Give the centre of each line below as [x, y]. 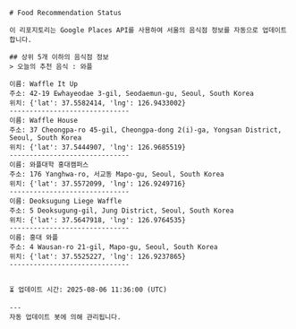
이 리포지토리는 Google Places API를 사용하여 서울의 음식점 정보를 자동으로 [134, 30]
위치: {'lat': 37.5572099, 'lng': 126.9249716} [97, 184]
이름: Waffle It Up [44, 84]
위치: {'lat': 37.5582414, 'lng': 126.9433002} [97, 103]
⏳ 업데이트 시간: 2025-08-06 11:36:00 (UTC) [88, 290]
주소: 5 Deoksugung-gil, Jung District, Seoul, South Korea [122, 211]
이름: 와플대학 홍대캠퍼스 [49, 165]
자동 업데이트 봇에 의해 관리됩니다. [65, 317]
